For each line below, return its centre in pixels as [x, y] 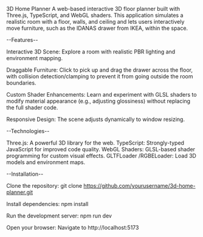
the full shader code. [32, 108]
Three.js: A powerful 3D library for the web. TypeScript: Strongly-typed [95, 143]
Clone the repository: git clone [44, 186]
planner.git [20, 192]
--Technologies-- [28, 131]
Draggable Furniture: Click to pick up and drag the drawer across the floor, [100, 70]
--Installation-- [25, 174]
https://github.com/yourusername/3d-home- [139, 186]
